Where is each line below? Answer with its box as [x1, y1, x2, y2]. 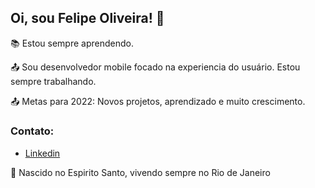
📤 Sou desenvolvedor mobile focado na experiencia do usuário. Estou [10, 61, 301, 73]
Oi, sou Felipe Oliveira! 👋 [10, 10, 165, 27]
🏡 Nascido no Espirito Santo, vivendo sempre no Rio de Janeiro [10, 167, 271, 179]
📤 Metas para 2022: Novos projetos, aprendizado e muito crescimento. [10, 95, 306, 107]
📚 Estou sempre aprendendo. [10, 37, 134, 49]
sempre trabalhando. [10, 75, 97, 87]
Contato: [10, 124, 55, 138]
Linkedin [24, 147, 61, 160]
